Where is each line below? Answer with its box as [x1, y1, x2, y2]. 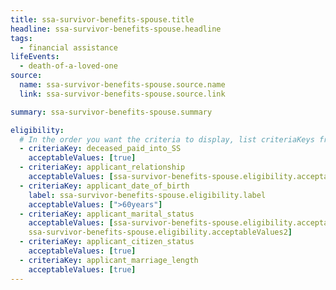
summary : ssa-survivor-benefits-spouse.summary [10, 107, 213, 117]
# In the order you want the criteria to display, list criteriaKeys [19, 134, 315, 145]
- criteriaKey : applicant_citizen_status [19, 237, 195, 247]
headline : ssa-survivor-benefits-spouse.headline [10, 24, 222, 34]
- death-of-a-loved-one [19, 61, 118, 71]
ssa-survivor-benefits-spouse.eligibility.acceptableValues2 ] [28, 227, 293, 238]
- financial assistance [19, 42, 118, 53]
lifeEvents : [10, 52, 60, 62]
